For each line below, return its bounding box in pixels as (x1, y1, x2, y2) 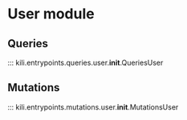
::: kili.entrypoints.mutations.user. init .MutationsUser (7, 102, 179, 112)
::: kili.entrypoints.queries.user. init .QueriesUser (7, 58, 164, 67)
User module (7, 5, 95, 23)
